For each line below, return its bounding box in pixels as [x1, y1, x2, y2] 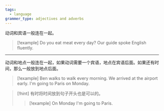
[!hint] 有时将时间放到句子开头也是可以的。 [17, 91, 103, 96]
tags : [5, 7, 16, 12]
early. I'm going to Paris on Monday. [17, 81, 90, 87]
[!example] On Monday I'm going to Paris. [29, 100, 113, 106]
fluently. [17, 45, 34, 51]
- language [9, 12, 32, 17]
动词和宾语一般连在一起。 [5, 30, 57, 36]
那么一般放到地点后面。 [13, 66, 61, 72]
